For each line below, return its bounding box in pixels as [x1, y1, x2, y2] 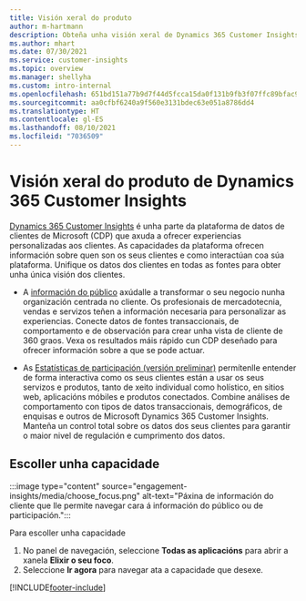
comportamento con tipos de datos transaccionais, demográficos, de [22, 401, 283, 412]
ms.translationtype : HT [9, 107, 100, 116]
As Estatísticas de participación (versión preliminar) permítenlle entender [22, 362, 297, 373]
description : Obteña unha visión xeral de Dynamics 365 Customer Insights [9, 30, 300, 39]
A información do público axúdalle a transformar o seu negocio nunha [22, 286, 285, 297]
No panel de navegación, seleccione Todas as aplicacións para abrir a [22, 545, 289, 555]
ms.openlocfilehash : [9, 89, 88, 98]
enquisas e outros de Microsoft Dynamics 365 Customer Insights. [22, 411, 269, 422]
